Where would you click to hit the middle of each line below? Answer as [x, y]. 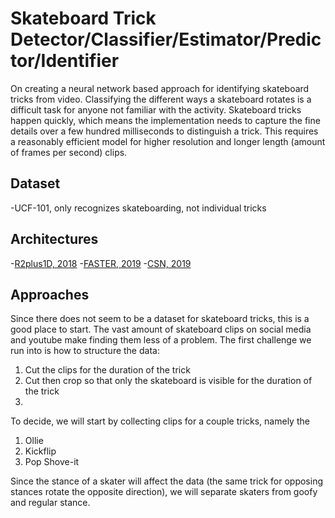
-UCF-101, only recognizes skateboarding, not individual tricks [138, 208]
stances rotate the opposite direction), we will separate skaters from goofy [164, 492]
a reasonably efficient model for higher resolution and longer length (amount [168, 141]
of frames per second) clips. [69, 152]
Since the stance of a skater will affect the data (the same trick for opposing [167, 481]
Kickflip [40, 451]
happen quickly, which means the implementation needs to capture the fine [165, 120]
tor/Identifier [65, 61]
